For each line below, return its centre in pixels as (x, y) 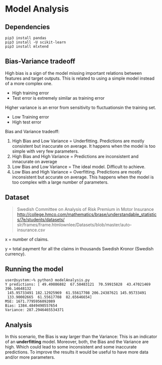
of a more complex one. (29, 83)
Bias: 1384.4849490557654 (31, 306)
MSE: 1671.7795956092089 (30, 302)
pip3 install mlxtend (27, 47)
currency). (15, 254)
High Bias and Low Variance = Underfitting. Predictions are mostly (78, 141)
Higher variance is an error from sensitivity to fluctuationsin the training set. (81, 107)
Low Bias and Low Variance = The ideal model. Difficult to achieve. (79, 167)
